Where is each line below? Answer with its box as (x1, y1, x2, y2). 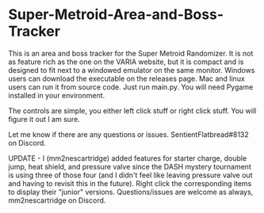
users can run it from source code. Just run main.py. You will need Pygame (8, 82, 254, 92)
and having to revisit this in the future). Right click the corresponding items (8, 178, 252, 188)
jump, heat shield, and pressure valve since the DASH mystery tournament (8, 162, 251, 171)
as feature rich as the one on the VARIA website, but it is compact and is (8, 57, 244, 67)
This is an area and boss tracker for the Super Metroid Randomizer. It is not (8, 48, 254, 58)
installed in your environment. (8, 90, 105, 100)
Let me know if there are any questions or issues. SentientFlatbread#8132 (8, 129, 250, 139)
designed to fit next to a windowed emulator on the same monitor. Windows (8, 65, 255, 74)
